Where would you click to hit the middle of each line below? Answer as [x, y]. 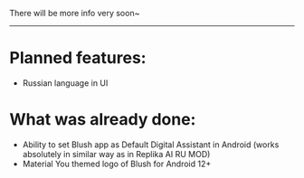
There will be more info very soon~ [75, 13]
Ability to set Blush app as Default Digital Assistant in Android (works [151, 145]
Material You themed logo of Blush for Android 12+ [117, 164]
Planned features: [78, 58]
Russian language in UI [65, 83]
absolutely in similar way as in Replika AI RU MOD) [116, 154]
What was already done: [103, 120]
